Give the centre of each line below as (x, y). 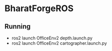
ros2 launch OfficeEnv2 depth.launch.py (52, 38)
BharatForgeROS (39, 8)
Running (18, 26)
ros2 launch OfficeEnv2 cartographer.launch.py (59, 43)
